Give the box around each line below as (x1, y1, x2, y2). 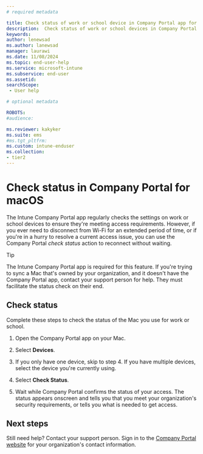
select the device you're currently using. (15, 364, 117, 371)
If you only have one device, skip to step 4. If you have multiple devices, (15, 358, 196, 365)
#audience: (6, 115, 34, 122)
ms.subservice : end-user (6, 71, 69, 77)
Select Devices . (15, 346, 55, 353)
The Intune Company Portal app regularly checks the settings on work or (6, 213, 189, 221)
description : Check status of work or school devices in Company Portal (6, 26, 198, 32)
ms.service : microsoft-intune (6, 65, 83, 71)
